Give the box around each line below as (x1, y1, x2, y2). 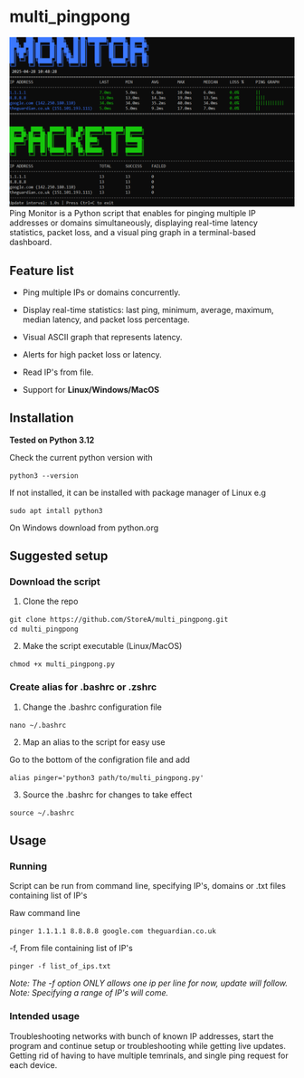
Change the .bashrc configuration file (22, 701, 163, 712)
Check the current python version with (9, 452, 153, 463)
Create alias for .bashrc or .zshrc (9, 681, 157, 693)
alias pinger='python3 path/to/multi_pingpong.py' (9, 773, 204, 782)
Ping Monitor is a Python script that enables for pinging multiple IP (9, 208, 256, 219)
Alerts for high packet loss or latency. (22, 348, 162, 359)
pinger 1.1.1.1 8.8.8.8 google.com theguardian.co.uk (9, 927, 217, 936)
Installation (9, 410, 74, 426)
